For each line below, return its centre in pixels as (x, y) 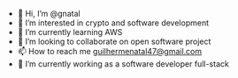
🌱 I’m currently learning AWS (70, 32)
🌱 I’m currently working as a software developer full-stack (123, 64)
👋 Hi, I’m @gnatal (49, 14)
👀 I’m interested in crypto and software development (113, 23)
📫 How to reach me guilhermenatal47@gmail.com (110, 51)
